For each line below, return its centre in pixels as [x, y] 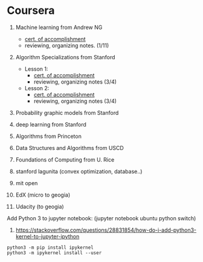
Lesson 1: [36, 69]
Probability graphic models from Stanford [67, 113]
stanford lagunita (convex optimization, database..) [79, 171]
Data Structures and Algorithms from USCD [70, 148]
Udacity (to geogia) [40, 206]
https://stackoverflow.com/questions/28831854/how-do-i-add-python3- [106, 230]
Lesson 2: [37, 88]
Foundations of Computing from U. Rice [65, 159]
